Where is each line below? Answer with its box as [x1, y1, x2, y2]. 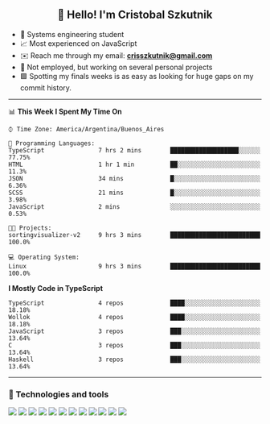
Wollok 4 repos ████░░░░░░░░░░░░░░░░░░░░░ [8, 313, 261, 321]
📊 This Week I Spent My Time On [8, 106, 122, 116]
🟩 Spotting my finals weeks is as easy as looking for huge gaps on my [19, 71, 254, 81]
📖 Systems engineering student [19, 29, 125, 39]
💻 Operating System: [8, 253, 80, 261]
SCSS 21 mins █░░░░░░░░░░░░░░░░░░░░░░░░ [8, 189, 261, 197]
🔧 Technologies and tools [8, 389, 109, 400]
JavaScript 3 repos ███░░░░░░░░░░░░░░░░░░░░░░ [8, 327, 261, 335]
